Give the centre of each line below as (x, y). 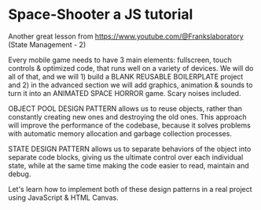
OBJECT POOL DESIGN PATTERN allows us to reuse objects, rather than (125, 109)
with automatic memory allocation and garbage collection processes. (120, 133)
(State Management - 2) (47, 44)
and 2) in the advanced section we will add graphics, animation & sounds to (130, 85)
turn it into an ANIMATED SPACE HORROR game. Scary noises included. (125, 93)
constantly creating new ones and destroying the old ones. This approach (128, 116)
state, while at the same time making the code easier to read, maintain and (129, 165)
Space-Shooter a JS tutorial (101, 15)
